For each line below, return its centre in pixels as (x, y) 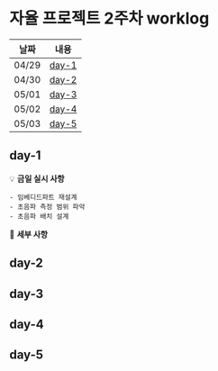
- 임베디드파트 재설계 (43, 197)
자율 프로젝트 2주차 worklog (109, 18)
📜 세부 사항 (28, 234)
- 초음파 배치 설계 (39, 216)
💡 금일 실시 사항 (37, 178)
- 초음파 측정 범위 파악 (47, 207)
